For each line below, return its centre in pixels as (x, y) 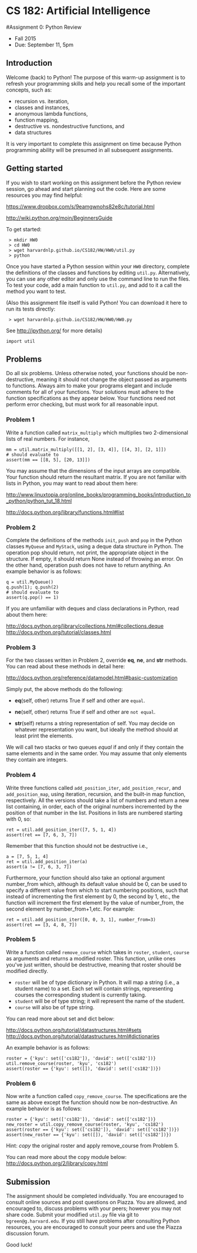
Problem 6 (21, 1083)
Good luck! (19, 1244)
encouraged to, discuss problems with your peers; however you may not (94, 1208)
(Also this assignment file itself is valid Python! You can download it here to (97, 302)
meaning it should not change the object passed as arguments (111, 379)
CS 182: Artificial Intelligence (78, 11)
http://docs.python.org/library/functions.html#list (65, 512)
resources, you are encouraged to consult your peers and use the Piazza (94, 1227)
